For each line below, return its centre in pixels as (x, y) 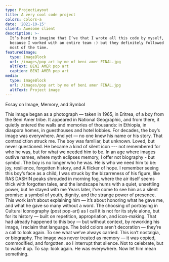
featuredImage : (21, 52)
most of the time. (29, 48)
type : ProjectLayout (27, 10)
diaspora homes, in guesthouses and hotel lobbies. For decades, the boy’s (83, 130)
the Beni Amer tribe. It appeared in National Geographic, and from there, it (82, 119)
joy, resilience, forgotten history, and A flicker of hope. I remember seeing (82, 168)
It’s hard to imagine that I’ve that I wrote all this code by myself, (87, 38)
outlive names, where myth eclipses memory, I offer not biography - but (80, 157)
